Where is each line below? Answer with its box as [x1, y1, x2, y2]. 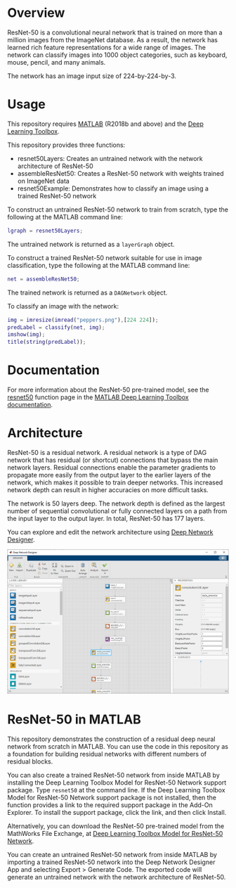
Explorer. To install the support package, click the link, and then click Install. [7, 809, 227, 817]
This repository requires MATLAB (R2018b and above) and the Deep [7, 120, 204, 128]
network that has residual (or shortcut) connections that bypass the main [7, 456, 218, 464]
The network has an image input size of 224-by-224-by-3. [7, 72, 177, 80]
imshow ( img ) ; [7, 331, 46, 338]
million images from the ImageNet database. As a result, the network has [7, 35, 218, 44]
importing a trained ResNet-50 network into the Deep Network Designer [7, 858, 216, 866]
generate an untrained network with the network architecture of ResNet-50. [7, 873, 226, 882]
